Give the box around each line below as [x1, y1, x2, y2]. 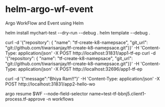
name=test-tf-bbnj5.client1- [89, 90, 146, 96]
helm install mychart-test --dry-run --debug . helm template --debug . [5, 29, 150, 35]
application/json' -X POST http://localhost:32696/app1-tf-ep [18, 66, 142, 72]
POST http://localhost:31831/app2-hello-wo [5, 81, 96, 87]
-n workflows [46, 96, 74, 102]
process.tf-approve [5, 96, 45, 102]
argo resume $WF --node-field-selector [5, 90, 89, 96]
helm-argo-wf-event [5, 3, 94, 15]
